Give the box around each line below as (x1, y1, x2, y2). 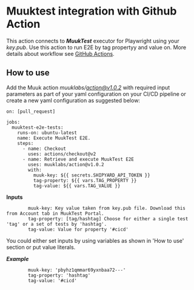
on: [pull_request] (6, 108, 56, 115)
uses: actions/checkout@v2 (28, 150, 96, 157)
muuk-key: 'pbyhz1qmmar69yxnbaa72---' (28, 267, 126, 273)
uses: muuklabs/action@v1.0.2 (28, 161, 104, 167)
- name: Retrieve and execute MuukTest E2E (22, 156, 135, 162)
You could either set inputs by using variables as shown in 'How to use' (6, 237, 184, 244)
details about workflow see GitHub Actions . (6, 50, 115, 57)
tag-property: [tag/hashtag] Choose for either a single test (28, 215, 189, 222)
